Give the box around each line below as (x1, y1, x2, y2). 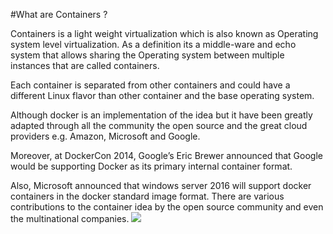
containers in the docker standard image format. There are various (10, 190, 285, 202)
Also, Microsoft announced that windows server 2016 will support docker (10, 180, 312, 191)
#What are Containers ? (10, 9, 108, 20)
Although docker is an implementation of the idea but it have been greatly (10, 109, 313, 121)
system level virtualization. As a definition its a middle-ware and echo (10, 39, 297, 50)
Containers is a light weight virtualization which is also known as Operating (10, 28, 319, 39)
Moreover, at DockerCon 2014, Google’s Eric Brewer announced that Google (10, 150, 323, 161)
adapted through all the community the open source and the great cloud (10, 120, 308, 131)
